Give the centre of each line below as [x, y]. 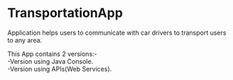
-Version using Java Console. [50, 61]
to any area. [25, 40]
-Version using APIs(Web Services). [60, 69]
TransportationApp [65, 13]
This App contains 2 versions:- [52, 54]
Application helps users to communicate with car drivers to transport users [117, 33]
